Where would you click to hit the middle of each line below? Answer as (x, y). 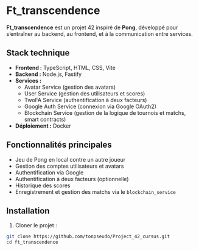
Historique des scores (43, 185)
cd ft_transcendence (33, 242)
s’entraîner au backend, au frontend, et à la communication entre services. (100, 33)
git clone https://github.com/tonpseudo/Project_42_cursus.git (88, 237)
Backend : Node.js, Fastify (48, 74)
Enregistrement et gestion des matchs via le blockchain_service (96, 191)
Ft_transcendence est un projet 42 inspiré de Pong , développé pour (92, 27)
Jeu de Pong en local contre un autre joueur (70, 159)
